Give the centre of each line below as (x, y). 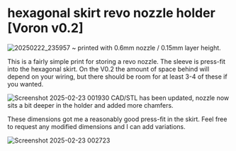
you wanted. (26, 84)
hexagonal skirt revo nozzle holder (112, 13)
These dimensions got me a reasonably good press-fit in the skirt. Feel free (117, 119)
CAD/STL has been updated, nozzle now (170, 98)
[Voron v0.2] (45, 28)
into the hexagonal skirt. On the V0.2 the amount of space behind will (108, 69)
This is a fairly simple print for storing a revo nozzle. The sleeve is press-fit (116, 61)
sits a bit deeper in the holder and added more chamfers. (90, 105)
